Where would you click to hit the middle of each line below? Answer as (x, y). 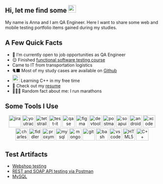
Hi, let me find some (36, 10)
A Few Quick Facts (34, 43)
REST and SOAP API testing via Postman (53, 171)
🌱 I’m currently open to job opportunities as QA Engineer (69, 55)
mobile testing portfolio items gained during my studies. (61, 27)
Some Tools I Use (32, 106)
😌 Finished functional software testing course (59, 60)
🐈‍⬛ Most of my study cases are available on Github (64, 70)
